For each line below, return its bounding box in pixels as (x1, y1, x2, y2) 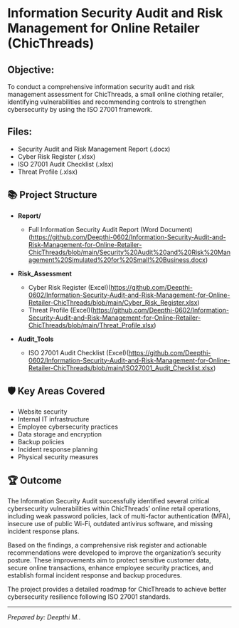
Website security (17, 407, 68, 416)
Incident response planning (17, 445, 98, 454)
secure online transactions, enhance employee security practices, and (7, 564, 213, 572)
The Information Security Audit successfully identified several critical (7, 497, 210, 506)
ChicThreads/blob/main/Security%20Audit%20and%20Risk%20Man (28, 248, 231, 256)
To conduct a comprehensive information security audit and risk (7, 83, 196, 90)
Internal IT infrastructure (17, 415, 90, 424)
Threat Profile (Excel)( (28, 305, 93, 314)
